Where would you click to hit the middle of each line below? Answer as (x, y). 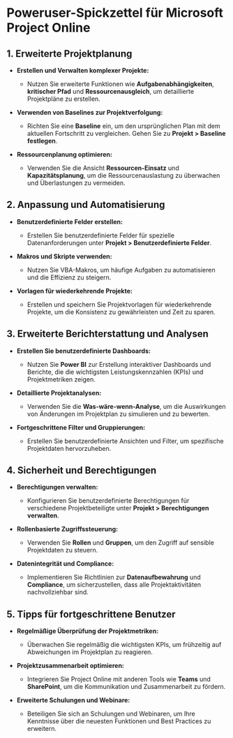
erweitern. (42, 729)
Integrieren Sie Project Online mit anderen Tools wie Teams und (119, 679)
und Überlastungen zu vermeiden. (76, 183)
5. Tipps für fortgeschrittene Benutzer (91, 614)
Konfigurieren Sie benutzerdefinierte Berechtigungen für (108, 501)
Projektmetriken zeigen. (61, 379)
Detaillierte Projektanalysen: (59, 393)
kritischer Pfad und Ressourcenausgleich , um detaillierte (111, 91)
